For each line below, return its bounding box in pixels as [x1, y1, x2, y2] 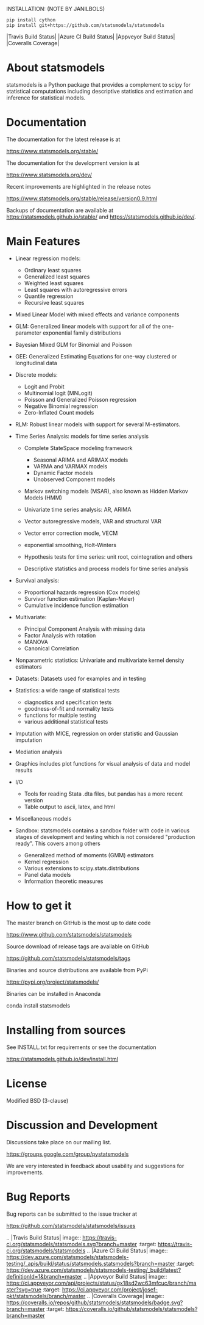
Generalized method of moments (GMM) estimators [24, 851, 154, 859]
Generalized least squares [24, 273, 90, 280]
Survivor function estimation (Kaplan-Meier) [24, 595, 135, 602]
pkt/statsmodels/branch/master [6, 1292, 86, 1299]
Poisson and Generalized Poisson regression [24, 396, 137, 403]
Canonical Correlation [24, 644, 79, 652]
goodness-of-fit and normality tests [24, 705, 114, 712]
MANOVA [24, 638, 49, 645]
